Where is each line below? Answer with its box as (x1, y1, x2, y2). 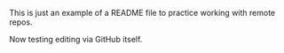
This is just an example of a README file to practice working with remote (9, 8, 276, 18)
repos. (9, 17, 33, 27)
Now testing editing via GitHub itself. (9, 34, 143, 44)
